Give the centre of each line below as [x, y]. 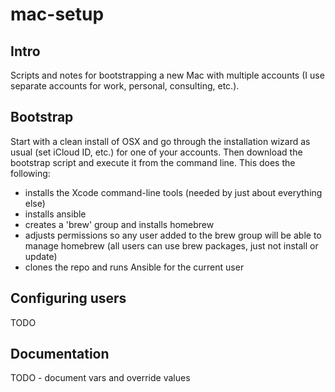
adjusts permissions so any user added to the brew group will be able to [173, 235]
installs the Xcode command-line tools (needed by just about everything [173, 192]
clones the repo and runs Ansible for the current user [134, 267]
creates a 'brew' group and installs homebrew [119, 224]
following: [30, 173]
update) [41, 256]
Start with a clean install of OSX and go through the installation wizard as [160, 141]
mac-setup [57, 14]
